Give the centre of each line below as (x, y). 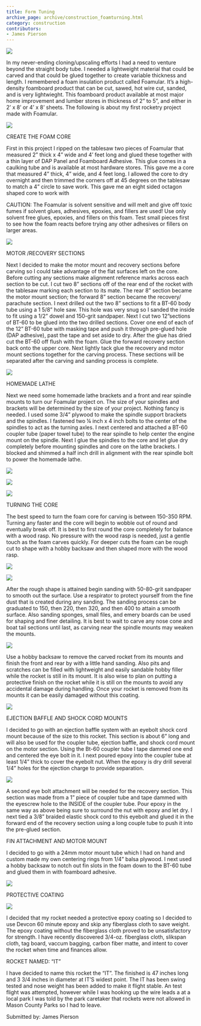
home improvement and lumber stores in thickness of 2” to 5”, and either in (99, 101)
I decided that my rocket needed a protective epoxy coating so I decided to (99, 918)
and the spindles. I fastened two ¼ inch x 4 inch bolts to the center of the (97, 421)
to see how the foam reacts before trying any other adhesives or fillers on (97, 224)
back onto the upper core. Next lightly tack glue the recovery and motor (95, 348)
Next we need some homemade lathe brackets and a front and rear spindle (99, 395)
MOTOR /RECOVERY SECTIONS (46, 253)
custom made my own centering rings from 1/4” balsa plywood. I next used (99, 859)
